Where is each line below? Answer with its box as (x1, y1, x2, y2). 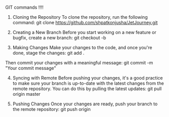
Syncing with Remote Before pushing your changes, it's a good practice (12, 75, 163, 81)
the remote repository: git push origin (12, 106, 91, 112)
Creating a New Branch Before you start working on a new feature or (12, 29, 156, 35)
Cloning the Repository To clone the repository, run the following (12, 14, 148, 20)
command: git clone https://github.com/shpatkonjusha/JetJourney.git (12, 20, 158, 25)
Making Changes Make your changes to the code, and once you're (12, 45, 152, 50)
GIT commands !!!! (5, 5, 44, 10)
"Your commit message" (5, 65, 56, 71)
